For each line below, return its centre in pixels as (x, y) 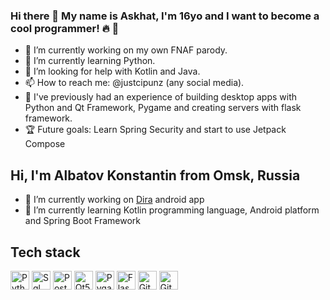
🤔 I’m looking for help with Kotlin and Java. (112, 71)
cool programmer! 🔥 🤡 (65, 28)
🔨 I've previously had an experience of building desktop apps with (161, 97)
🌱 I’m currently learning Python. (90, 61)
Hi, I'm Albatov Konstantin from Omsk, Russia (155, 175)
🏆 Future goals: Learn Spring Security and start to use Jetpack (155, 130)
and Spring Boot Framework (82, 221)
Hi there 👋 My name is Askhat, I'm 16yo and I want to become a (165, 16)
